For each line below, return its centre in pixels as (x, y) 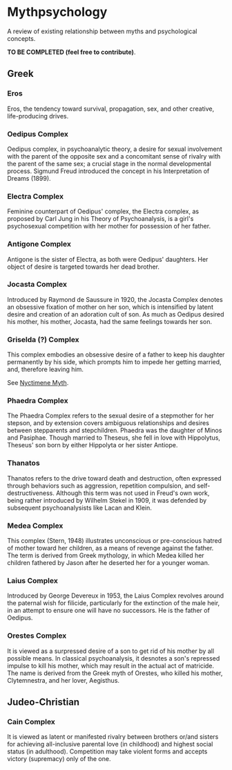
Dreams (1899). (29, 178)
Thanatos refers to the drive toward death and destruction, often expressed (115, 478)
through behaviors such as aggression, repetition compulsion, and (101, 485)
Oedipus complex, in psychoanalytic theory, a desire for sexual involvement (115, 149)
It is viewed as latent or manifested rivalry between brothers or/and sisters (113, 737)
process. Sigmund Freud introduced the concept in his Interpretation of (108, 171)
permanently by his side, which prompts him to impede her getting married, (115, 362)
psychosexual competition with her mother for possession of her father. (109, 226)
